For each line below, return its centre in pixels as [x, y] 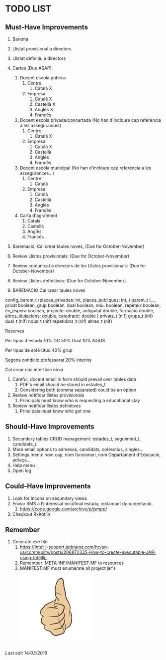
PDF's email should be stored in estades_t [63, 384]
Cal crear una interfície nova [34, 369]
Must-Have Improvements [47, 27]
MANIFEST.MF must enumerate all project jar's [68, 568]
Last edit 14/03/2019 [26, 653]
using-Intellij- [33, 558]
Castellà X [45, 104]
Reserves [15, 331]
